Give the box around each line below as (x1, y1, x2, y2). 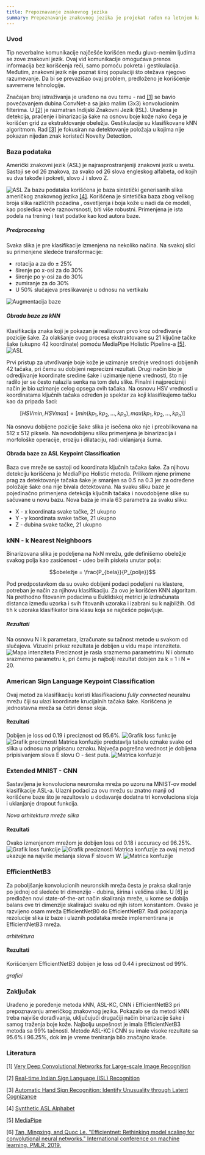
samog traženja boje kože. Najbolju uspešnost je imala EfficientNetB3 (6, 1020, 181, 1028)
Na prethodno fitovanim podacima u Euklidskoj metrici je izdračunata (6, 593, 179, 600)
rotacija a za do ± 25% (15, 260, 73, 267)
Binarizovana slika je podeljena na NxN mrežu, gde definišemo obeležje (6, 550, 186, 558)
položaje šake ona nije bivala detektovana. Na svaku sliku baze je (6, 483, 171, 490)
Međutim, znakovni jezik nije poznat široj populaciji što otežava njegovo (6, 68, 186, 75)
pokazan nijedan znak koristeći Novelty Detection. (6, 132, 132, 140)
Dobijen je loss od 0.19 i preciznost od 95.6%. (6, 731, 121, 739)
